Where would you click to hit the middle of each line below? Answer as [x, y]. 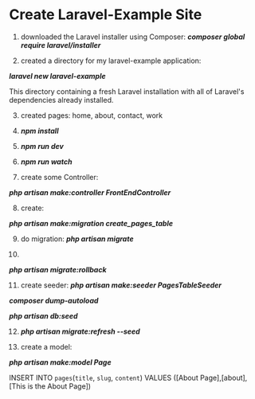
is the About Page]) [59, 386]
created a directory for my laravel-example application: [111, 61]
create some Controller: [59, 177]
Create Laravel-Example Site [106, 15]
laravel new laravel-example [57, 76]
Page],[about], [224, 377]
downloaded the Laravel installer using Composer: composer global [133, 37]
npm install [39, 131]
